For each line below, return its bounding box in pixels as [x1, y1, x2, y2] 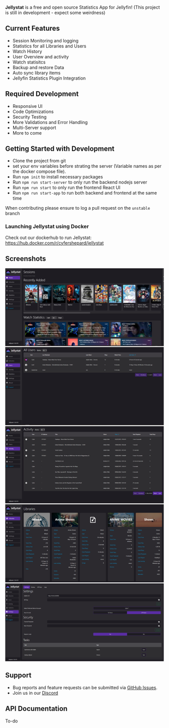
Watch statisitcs [12, 59, 46, 65]
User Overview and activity [12, 53, 69, 59]
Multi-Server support [12, 125, 56, 131]
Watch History [12, 48, 42, 54]
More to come [12, 130, 42, 136]
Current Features [5, 24, 60, 33]
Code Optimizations [12, 108, 54, 114]
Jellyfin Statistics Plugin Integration [12, 75, 86, 81]
